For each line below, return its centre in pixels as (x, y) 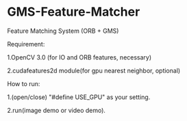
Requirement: (26, 44)
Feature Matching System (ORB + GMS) (63, 31)
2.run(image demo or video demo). (57, 110)
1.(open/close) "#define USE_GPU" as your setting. (79, 97)
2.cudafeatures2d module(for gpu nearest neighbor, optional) (94, 70)
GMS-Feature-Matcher (74, 12)
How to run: (24, 83)
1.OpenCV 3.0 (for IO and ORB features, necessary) (79, 57)
